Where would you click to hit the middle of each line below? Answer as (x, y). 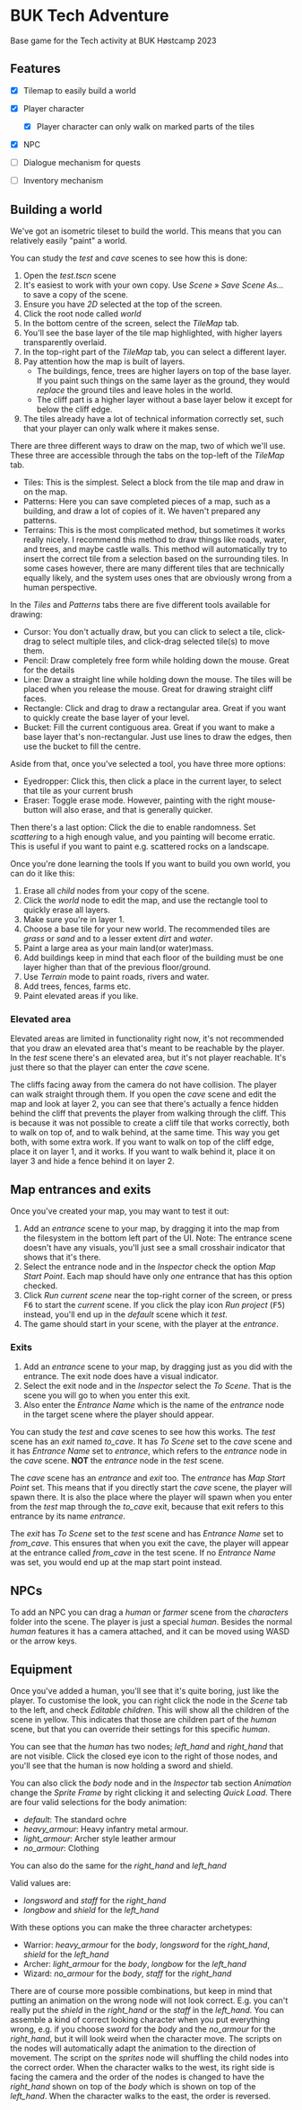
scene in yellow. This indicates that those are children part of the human (143, 1719)
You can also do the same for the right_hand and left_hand (118, 1865)
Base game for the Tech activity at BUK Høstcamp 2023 (113, 40)
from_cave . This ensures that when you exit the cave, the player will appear (150, 1544)
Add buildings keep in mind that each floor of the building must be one (153, 957)
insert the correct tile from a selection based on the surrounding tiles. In (156, 558)
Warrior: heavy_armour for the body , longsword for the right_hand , (146, 1945)
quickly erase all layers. (66, 910)
